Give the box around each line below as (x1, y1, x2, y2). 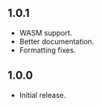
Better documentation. (19, 36, 95, 46)
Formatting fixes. (19, 45, 76, 55)
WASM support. (19, 28, 73, 37)
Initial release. (19, 90, 66, 100)
